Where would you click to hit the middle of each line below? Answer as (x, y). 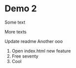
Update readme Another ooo (34, 41)
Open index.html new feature (41, 51)
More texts (16, 32)
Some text (15, 22)
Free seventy (25, 56)
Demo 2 (21, 9)
